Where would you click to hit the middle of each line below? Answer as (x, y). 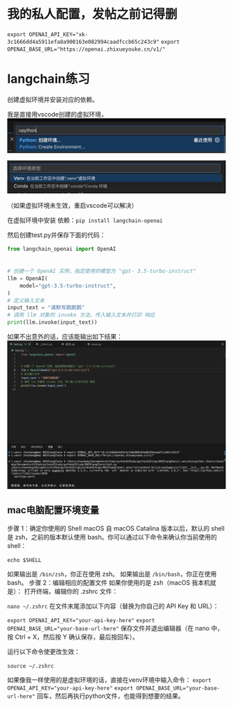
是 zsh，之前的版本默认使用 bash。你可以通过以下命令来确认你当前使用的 (112, 537)
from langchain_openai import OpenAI (62, 249)
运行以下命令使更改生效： (44, 651)
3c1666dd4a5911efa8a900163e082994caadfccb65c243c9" (83, 42)
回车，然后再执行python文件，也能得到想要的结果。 (111, 696)
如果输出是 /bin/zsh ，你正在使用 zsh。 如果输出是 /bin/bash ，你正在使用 (112, 574)
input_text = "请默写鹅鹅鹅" (46, 308)
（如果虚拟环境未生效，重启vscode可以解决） (72, 206)
